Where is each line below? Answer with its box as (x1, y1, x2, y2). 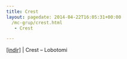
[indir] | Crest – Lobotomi (6, 47, 67, 54)
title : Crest (6, 8, 39, 15)
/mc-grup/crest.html (11, 19, 63, 25)
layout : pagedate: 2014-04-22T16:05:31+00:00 (6, 14, 121, 20)
